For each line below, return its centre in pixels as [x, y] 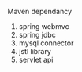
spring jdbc [37, 35]
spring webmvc [44, 26]
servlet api [36, 59]
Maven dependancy [40, 11]
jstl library [35, 51]
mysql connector [46, 43]
